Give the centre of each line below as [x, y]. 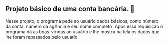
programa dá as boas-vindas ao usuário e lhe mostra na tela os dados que [82, 32]
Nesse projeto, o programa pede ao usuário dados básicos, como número [82, 21]
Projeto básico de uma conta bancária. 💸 [70, 9]
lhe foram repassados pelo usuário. [42, 37]
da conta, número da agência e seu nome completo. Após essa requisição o [84, 26]
